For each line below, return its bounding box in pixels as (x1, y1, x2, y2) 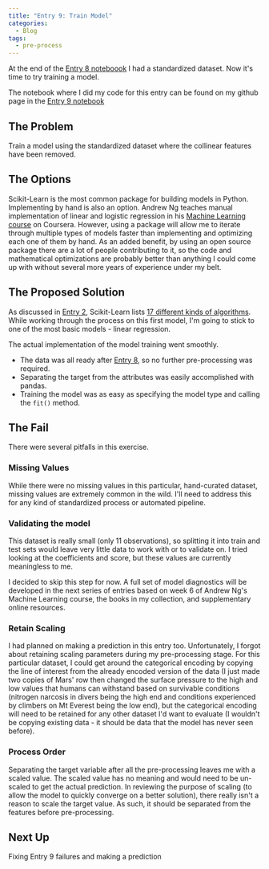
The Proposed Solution (8, 286, 126, 300)
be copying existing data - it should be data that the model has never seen (8, 718, 254, 728)
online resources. (8, 602, 66, 612)
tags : (8, 34, 26, 43)
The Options (8, 173, 72, 186)
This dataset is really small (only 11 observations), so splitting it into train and (8, 536, 261, 545)
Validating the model (8, 517, 90, 528)
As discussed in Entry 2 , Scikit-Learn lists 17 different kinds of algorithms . (8, 307, 251, 316)
